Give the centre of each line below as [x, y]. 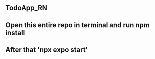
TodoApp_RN [26, 8]
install [15, 33]
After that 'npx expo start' [47, 50]
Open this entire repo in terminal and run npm [78, 25]
